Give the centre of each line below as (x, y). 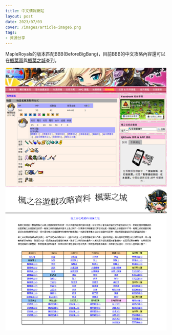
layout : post (19, 16)
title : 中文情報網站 (25, 11)
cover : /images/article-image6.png (43, 27)
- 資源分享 (15, 38)
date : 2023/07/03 (24, 22)
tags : (11, 33)
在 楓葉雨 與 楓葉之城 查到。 (32, 60)
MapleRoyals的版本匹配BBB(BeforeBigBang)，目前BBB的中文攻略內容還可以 (85, 54)
